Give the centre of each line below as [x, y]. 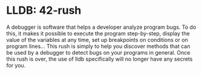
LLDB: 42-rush [44, 10]
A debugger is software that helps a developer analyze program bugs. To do [101, 27]
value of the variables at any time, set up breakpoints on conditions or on [97, 40]
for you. [16, 65]
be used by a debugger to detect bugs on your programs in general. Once [98, 52]
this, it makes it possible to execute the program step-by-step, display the [98, 33]
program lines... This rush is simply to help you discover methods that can [98, 46]
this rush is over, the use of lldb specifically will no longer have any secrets [99, 59]
